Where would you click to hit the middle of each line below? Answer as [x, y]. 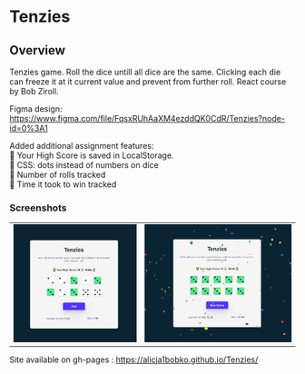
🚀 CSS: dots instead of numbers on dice [84, 165]
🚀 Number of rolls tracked [58, 175]
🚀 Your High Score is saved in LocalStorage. [92, 155]
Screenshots [38, 208]
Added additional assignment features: [82, 146]
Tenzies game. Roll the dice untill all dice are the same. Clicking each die [145, 72]
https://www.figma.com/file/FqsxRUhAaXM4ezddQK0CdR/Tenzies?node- [148, 118]
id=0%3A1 [29, 128]
